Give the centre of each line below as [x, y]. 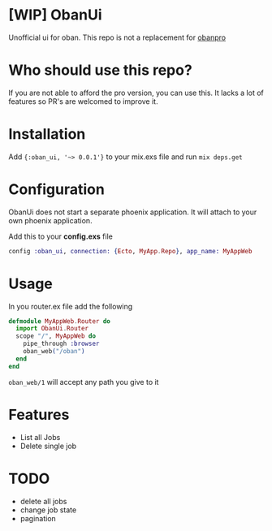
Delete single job [48, 446]
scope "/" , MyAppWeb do [56, 336]
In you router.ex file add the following [71, 306]
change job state [48, 510]
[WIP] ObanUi [56, 15]
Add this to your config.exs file [61, 236]
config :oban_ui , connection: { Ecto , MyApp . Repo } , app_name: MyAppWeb [130, 251]
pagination [38, 518]
